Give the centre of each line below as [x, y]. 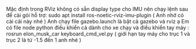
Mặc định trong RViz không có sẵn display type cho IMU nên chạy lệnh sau [97, 9]
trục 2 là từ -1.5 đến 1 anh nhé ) [44, 40]
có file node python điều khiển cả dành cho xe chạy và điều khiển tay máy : [98, 27]
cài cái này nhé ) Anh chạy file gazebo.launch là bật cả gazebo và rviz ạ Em [98, 21]
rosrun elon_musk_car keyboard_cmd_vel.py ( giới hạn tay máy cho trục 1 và [98, 34]
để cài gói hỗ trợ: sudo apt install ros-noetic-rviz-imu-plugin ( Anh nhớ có [95, 15]
